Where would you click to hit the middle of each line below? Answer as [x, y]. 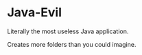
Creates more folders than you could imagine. [72, 44]
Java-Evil [34, 13]
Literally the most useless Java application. [68, 31]
